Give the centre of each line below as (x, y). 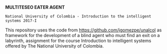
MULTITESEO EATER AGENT (35, 7)
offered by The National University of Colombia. (55, 46)
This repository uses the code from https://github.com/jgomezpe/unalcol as (83, 30)
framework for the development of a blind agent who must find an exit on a (82, 35)
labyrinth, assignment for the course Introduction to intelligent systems (78, 40)
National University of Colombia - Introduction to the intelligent (78, 16)
